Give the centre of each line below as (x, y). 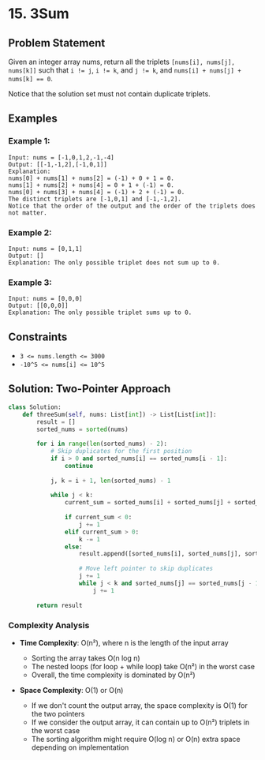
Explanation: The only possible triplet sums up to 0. (100, 313)
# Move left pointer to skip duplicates (146, 569)
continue (78, 466)
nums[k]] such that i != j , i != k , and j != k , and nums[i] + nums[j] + (125, 70)
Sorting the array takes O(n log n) (86, 658)
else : (73, 547)
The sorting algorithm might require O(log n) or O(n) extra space (136, 739)
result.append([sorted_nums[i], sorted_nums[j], (160, 554)
